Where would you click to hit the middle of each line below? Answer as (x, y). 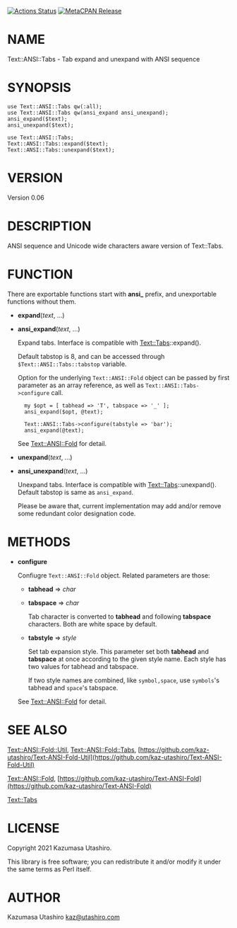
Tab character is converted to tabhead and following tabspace (120, 617)
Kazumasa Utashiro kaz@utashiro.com (63, 917)
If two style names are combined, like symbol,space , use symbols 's (124, 680)
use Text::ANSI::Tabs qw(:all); (55, 106)
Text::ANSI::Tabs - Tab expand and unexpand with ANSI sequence (104, 59)
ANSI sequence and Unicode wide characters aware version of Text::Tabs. (115, 246)
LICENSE (34, 828)
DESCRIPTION (49, 226)
